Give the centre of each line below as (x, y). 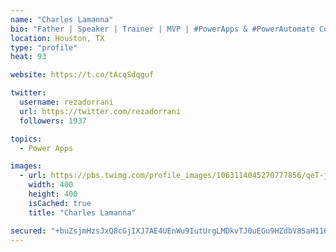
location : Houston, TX (57, 38)
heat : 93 (28, 57)
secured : (28, 231)
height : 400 (53, 194)
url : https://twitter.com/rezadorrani (100, 111)
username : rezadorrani (66, 102)
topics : (26, 139)
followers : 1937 (53, 121)
